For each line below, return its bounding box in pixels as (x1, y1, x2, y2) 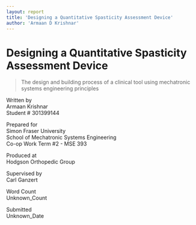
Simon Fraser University (6, 128, 66, 135)
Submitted (6, 206, 32, 214)
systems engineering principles (20, 85, 99, 92)
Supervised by (6, 170, 42, 177)
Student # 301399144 (6, 109, 60, 117)
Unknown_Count (6, 194, 47, 202)
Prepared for (6, 121, 38, 128)
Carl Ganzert (6, 176, 38, 183)
